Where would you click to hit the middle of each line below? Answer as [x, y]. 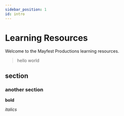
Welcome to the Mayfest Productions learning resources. [62, 51]
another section [24, 89]
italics [11, 110]
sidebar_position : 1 [26, 9]
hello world [28, 60]
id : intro [15, 14]
